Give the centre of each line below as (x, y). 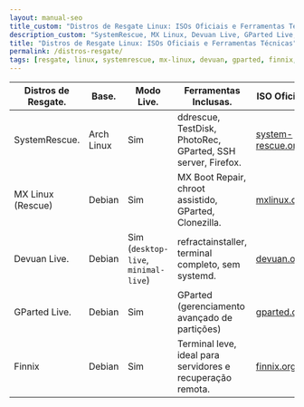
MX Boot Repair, (212, 177)
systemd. (197, 276)
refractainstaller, (212, 242)
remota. (194, 389)
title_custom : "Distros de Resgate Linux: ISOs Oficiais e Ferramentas (147, 26)
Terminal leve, (207, 344)
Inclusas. (212, 102)
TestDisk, (197, 128)
